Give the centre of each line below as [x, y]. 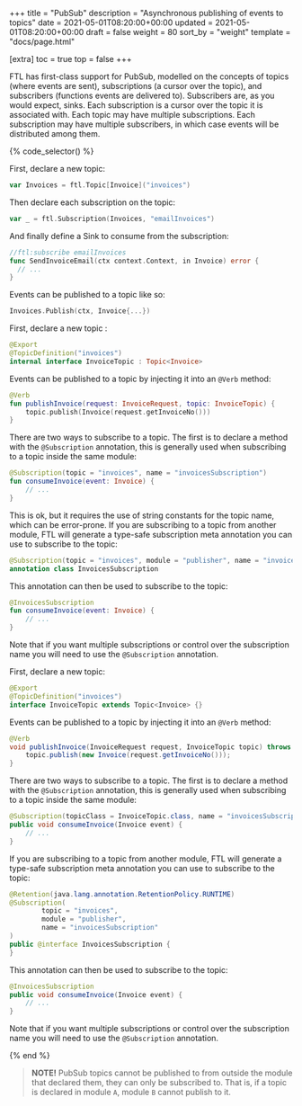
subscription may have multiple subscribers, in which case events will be [144, 124]
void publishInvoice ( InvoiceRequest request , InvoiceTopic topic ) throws [151, 747]
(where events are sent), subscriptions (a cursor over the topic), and [136, 86]
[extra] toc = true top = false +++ [71, 59]
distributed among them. [55, 134]
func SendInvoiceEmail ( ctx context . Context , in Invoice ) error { [134, 261]
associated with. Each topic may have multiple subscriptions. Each [133, 115]
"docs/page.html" [42, 41]
